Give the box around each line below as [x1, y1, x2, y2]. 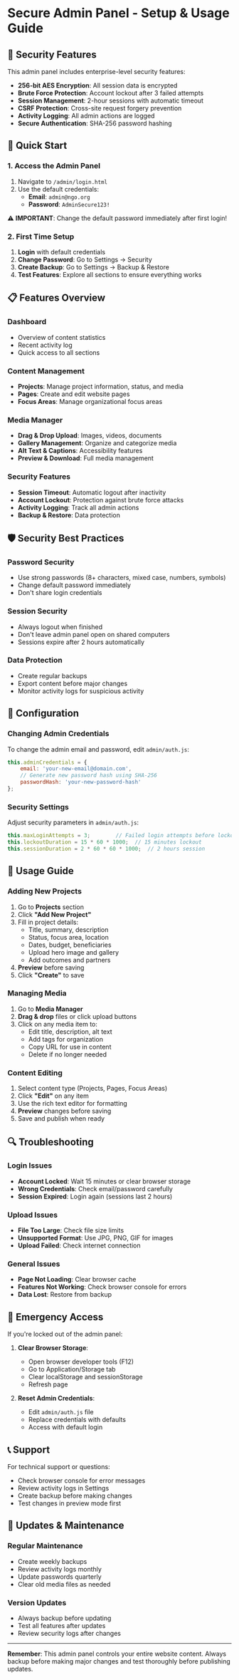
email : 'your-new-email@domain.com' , [20, 765, 132, 772]
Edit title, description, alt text [28, 1027, 112, 1036]
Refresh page [28, 1380, 68, 1389]
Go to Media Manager [17, 1005, 83, 1013]
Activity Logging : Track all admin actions [17, 503, 139, 512]
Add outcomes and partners [28, 955, 111, 964]
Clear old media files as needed [17, 1580, 111, 1588]
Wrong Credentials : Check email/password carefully [17, 1184, 173, 1193]
